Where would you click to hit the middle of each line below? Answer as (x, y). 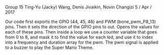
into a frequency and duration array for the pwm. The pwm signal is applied (82, 42)
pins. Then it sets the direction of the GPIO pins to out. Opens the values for (82, 27)
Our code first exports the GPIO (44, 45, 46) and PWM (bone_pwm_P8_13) (81, 22)
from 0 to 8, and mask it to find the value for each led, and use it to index (79, 37)
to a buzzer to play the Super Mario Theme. (49, 47)
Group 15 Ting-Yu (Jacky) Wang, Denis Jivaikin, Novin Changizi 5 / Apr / (79, 7)
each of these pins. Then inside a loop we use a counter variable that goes (81, 32)
